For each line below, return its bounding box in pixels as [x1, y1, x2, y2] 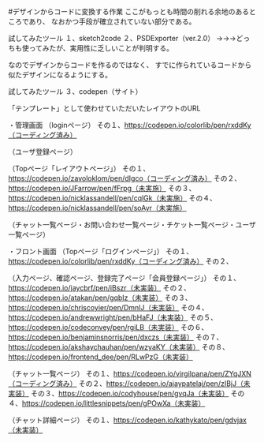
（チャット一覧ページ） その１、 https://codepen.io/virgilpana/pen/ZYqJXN [8, 369, 252, 378]
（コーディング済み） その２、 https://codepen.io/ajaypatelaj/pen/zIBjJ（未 [8, 379, 251, 388]
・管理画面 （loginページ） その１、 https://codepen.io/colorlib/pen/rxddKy [8, 121, 251, 129]
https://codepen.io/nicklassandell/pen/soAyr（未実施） [8, 204, 187, 212]
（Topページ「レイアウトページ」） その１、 [8, 164, 151, 173]
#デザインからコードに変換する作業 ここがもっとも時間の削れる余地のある [8, 7, 250, 16]
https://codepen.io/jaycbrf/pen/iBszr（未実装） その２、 [8, 283, 191, 292]
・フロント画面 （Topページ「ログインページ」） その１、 [8, 247, 194, 256]
